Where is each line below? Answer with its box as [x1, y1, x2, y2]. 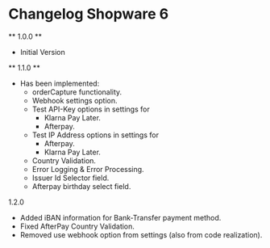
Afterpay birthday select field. [31, 181, 131, 191]
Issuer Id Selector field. [31, 173, 110, 183]
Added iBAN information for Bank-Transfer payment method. [19, 212, 222, 222]
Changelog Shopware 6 [8, 5, 169, 23]
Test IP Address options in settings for [31, 130, 160, 140]
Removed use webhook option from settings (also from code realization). [19, 229, 263, 239]
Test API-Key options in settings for [31, 104, 151, 114]
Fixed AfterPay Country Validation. [19, 221, 135, 231]
